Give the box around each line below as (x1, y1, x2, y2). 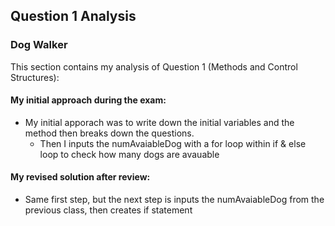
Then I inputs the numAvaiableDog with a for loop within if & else (39, 137, 307, 149)
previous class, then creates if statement (24, 204, 193, 216)
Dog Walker (10, 38, 68, 52)
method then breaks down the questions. (24, 127, 195, 139)
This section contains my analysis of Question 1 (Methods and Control (10, 60, 298, 73)
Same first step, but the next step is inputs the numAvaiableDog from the (24, 194, 325, 206)
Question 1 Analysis (10, 8, 137, 25)
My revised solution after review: (10, 171, 151, 183)
